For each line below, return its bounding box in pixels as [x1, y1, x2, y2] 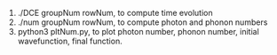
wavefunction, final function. [17, 35, 123, 46]
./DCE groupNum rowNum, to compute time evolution [17, 8, 213, 18]
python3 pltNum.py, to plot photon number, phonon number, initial [17, 27, 259, 36]
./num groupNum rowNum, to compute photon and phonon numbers [17, 17, 268, 27]
